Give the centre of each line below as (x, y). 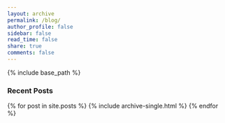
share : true (24, 46)
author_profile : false (40, 27)
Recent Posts (30, 90)
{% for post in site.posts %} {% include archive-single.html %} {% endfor (113, 106)
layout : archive (31, 14)
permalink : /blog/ (34, 20)
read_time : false (32, 40)
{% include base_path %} (44, 72)
